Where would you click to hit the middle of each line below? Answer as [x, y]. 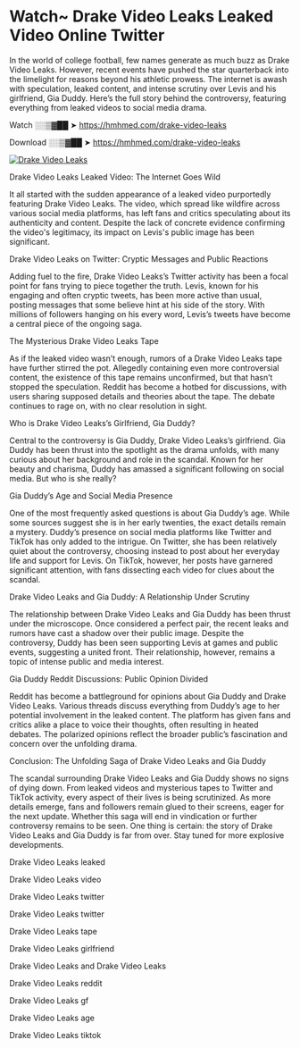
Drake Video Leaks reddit [56, 983]
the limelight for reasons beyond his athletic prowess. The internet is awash [148, 79]
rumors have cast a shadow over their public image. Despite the [127, 633]
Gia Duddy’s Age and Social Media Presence [91, 495]
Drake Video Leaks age [52, 1018]
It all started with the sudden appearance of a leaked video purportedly [140, 194]
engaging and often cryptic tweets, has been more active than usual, [136, 295]
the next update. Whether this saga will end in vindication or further [133, 816]
